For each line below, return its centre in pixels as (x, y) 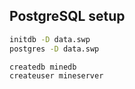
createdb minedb (43, 67)
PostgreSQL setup (67, 16)
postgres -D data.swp (54, 49)
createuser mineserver (56, 76)
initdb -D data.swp (50, 39)
